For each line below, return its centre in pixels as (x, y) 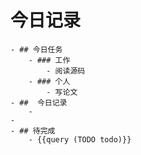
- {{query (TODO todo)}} (80, 139)
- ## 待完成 (33, 131)
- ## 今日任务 (36, 49)
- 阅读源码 (66, 71)
